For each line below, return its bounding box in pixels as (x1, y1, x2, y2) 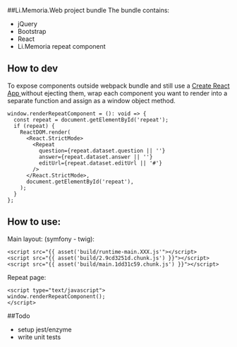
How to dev (7, 63, 59, 75)
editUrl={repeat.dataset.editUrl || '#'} (38, 159, 162, 167)
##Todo (7, 311, 30, 320)
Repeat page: (7, 273, 47, 281)
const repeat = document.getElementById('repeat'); (13, 116, 169, 123)
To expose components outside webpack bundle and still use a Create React (7, 81, 231, 90)
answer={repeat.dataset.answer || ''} (38, 153, 153, 160)
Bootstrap (17, 28, 47, 35)
